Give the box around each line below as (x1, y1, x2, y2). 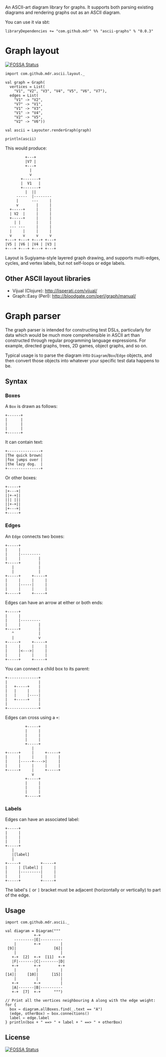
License (5, 1033, 30, 1042)
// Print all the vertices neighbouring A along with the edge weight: (5, 998, 156, 1003)
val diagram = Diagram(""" (5, 928, 61, 933)
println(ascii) (5, 136, 37, 141)
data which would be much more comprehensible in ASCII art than (5, 332, 140, 338)
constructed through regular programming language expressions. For (5, 337, 146, 343)
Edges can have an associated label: (5, 816, 80, 822)
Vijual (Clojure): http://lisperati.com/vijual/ (12, 288, 97, 294)
